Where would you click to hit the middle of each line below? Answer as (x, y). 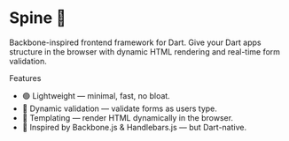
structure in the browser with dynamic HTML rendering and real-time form (145, 51)
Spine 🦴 (38, 18)
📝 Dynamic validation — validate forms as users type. (119, 108)
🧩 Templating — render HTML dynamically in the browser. (127, 117)
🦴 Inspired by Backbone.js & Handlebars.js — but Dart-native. (134, 127)
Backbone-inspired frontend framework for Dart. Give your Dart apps (135, 42)
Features (25, 78)
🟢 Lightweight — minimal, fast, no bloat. (96, 95)
